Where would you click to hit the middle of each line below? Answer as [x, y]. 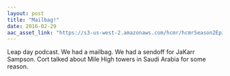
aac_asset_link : [30, 33]
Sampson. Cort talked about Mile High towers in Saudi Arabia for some [107, 60]
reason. [18, 66]
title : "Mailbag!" [33, 20]
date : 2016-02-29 [32, 26]
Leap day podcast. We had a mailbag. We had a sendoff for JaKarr [101, 52]
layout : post [26, 13]
